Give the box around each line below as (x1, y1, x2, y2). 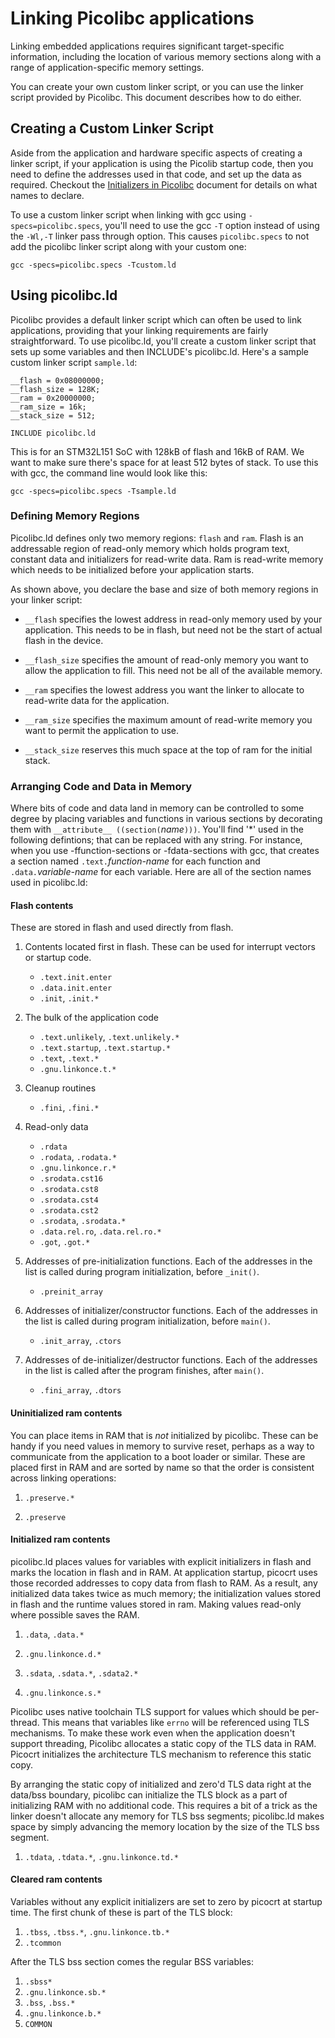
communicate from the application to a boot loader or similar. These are (10, 1450, 306, 1462)
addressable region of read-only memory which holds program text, (10, 542, 290, 554)
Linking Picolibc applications (10, 7, 255, 30)
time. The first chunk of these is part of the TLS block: (10, 1906, 233, 1918)
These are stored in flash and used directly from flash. (10, 922, 234, 934)
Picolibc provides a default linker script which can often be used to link (10, 313, 302, 326)
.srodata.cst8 (39, 1185, 99, 1195)
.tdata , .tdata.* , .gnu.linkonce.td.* (24, 1850, 179, 1862)
